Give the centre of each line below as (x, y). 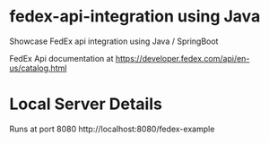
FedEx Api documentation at (61, 58)
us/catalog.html (38, 68)
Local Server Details (86, 104)
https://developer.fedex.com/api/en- (182, 58)
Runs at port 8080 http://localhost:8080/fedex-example (112, 129)
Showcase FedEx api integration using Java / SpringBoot (114, 41)
